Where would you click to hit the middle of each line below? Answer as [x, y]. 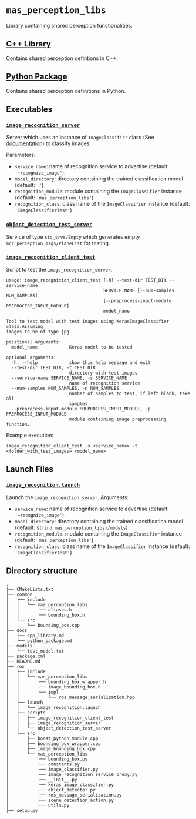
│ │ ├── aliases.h [39, 610]
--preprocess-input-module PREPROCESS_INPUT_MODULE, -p [81, 409]
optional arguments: [31, 357]
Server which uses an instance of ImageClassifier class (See [80, 138]
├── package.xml [26, 656]
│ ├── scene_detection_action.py [60, 800]
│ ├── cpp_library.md [35, 636]
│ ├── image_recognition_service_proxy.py [72, 775]
